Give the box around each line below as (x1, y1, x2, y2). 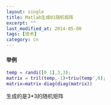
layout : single (6, 8, 44, 15)
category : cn (6, 37, 39, 43)
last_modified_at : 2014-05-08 (6, 25, 82, 32)
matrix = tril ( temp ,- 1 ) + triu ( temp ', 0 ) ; (6, 76, 106, 82)
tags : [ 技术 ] (6, 31, 37, 37)
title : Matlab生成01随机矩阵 (6, 14, 74, 20)
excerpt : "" (6, 20, 36, 26)
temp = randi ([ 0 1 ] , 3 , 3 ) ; (6, 70, 71, 76)
